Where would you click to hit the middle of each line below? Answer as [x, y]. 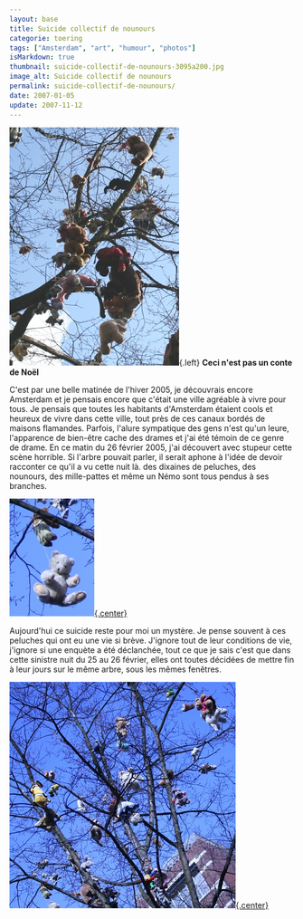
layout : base [34, 19]
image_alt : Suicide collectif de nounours [90, 77]
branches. [28, 485]
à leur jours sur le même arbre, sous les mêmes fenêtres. [115, 669]
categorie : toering [46, 38]
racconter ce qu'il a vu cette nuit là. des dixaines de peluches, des [133, 466]
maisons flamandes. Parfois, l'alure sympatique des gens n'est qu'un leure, [149, 428]
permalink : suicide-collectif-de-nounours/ [93, 86]
